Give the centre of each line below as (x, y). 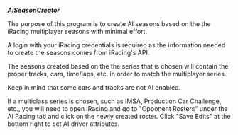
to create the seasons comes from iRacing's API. (79, 53)
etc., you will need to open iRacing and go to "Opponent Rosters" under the (118, 108)
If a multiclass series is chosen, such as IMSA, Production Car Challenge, (114, 101)
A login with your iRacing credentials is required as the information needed (117, 45)
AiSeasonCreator (34, 10)
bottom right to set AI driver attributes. (63, 124)
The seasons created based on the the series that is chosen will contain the (118, 66)
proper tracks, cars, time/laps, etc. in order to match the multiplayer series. (117, 74)
